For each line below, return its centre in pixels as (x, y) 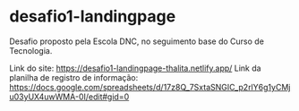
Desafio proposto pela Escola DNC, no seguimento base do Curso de (137, 41)
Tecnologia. (31, 50)
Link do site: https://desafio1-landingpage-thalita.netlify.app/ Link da (135, 68)
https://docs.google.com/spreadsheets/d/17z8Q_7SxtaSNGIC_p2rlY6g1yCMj (150, 87)
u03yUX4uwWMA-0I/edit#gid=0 (69, 97)
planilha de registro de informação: (74, 77)
